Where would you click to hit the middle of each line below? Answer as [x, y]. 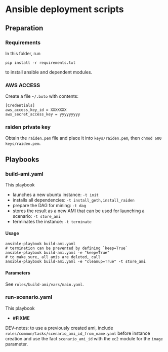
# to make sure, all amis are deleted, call [53, 257]
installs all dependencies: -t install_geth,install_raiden [74, 200]
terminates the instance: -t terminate [52, 222]
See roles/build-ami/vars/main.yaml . [45, 284]
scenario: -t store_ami [36, 216]
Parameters [18, 272]
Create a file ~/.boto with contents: [42, 96]
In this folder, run [23, 53]
